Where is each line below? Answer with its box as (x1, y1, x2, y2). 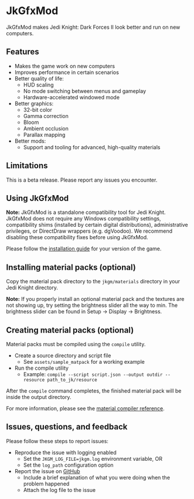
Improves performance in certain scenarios (14, 69, 119, 76)
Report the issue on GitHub (14, 467, 80, 474)
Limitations (6, 160, 48, 171)
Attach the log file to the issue (23, 486, 96, 493)
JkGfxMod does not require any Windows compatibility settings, (6, 215, 161, 222)
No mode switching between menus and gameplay (23, 87, 147, 95)
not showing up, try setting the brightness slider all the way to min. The (6, 302, 178, 309)
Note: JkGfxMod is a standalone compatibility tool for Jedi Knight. (6, 209, 166, 216)
